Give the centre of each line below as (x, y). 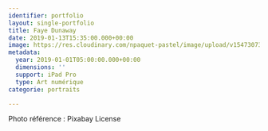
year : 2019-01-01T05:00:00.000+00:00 (78, 60)
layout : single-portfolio (51, 23)
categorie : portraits (44, 89)
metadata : (25, 52)
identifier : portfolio (46, 15)
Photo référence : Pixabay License (65, 119)
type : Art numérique (49, 82)
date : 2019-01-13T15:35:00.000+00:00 (71, 38)
